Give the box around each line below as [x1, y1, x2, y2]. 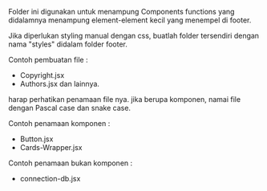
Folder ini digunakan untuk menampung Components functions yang [8, 7, 235, 16]
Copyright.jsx [19, 71, 65, 79]
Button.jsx [19, 134, 54, 144]
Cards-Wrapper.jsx [19, 143, 83, 152]
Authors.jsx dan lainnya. [19, 79, 100, 88]
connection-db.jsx [19, 174, 81, 183]
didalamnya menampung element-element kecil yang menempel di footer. [8, 15, 252, 25]
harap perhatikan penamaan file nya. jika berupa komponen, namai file [8, 95, 241, 104]
